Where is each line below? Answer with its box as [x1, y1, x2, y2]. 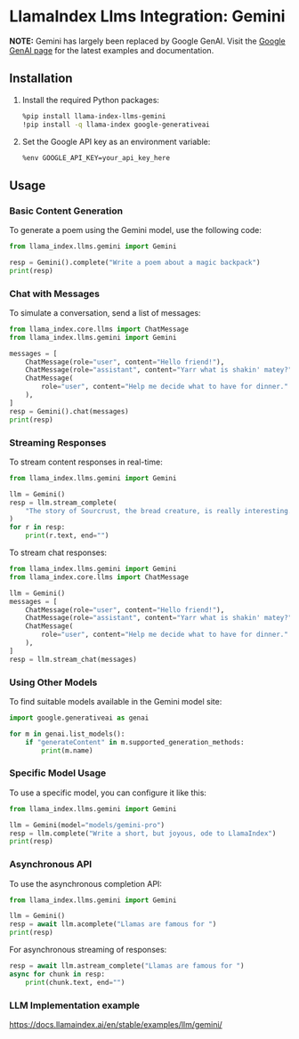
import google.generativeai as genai [9, 713, 149, 722]
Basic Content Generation [9, 205, 123, 217]
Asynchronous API [9, 858, 93, 871]
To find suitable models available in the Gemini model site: [9, 696, 222, 706]
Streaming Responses [9, 436, 107, 448]
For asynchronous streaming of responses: [9, 945, 167, 955]
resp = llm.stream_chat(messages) [9, 655, 138, 664]
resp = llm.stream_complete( [9, 498, 117, 507]
